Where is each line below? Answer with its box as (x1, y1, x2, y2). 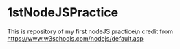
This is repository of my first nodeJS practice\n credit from (7, 27, 174, 35)
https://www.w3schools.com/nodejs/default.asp (7, 34, 144, 42)
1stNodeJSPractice (7, 5, 119, 20)
